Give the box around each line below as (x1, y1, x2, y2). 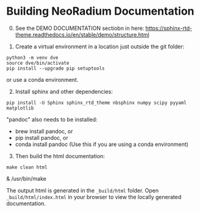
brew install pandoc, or (15, 127, 73, 135)
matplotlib (6, 105, 34, 111)
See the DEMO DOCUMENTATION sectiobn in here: (15, 24, 145, 32)
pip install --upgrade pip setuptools (6, 65, 105, 71)
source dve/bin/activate (6, 60, 70, 66)
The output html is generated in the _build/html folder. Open (6, 186, 159, 194)
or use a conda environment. (6, 76, 79, 83)
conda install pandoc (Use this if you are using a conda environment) (15, 141, 189, 148)
